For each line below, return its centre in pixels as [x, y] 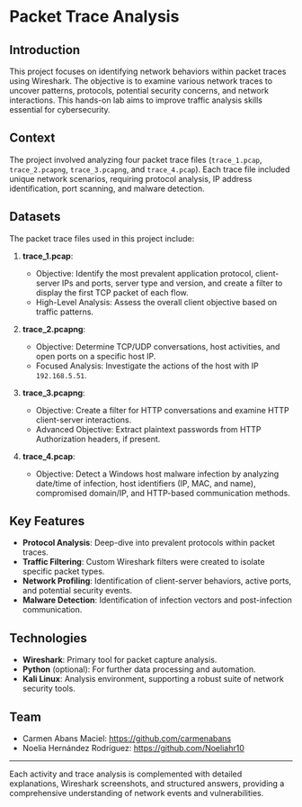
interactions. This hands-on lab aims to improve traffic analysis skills [136, 100]
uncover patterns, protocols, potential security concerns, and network [139, 91]
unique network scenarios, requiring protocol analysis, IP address [131, 178]
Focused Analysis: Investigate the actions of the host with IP [147, 366]
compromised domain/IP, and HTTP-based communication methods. [163, 493]
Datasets [35, 217]
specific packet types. [63, 571]
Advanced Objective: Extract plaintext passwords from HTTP [148, 429]
